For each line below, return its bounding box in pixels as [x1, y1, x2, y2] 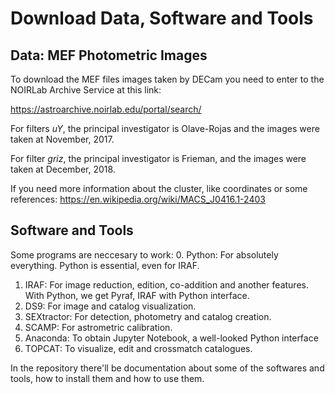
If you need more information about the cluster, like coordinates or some [10, 183, 308, 194]
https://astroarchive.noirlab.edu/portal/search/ [10, 103, 202, 115]
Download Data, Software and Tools [10, 7, 314, 30]
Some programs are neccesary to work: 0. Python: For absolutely [10, 248, 279, 261]
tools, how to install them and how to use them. [10, 372, 205, 384]
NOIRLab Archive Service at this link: [10, 84, 162, 96]
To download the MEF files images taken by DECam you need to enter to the [10, 73, 325, 85]
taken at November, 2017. [10, 133, 115, 145]
